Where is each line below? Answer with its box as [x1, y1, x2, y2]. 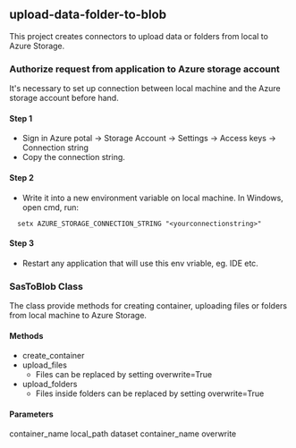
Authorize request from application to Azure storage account [9, 63, 280, 75]
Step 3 [9, 238, 34, 249]
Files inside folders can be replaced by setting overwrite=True [35, 388, 265, 399]
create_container [21, 351, 85, 361]
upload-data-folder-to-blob [9, 7, 167, 22]
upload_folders [21, 379, 78, 390]
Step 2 [9, 172, 34, 182]
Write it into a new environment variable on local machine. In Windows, [21, 192, 283, 203]
